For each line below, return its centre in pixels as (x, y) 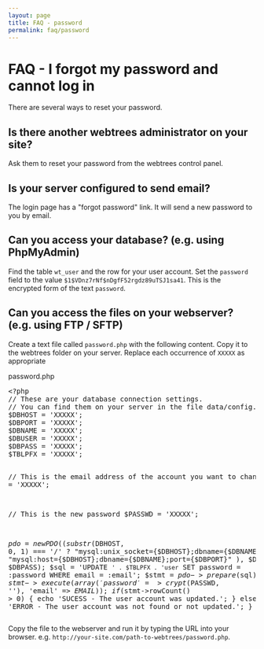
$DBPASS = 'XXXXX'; (46, 446)
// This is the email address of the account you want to (122, 476)
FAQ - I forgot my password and (113, 69)
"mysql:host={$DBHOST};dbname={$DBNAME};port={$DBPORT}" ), (126, 559)
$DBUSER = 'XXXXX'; (46, 438)
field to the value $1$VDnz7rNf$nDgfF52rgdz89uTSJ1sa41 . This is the (115, 279)
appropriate (27, 361)
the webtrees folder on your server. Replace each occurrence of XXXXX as (126, 352)
